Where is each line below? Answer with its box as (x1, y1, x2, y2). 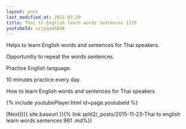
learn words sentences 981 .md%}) (6, 117, 92, 124)
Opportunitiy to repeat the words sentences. (6, 53, 115, 60)
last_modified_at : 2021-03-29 (6, 14, 81, 20)
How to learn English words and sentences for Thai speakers (6, 87, 156, 95)
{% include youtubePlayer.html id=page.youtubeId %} (6, 99, 138, 106)
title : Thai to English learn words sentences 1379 (6, 20, 137, 26)
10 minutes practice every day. (6, 76, 81, 83)
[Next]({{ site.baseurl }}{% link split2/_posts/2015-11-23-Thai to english (6, 111, 181, 118)
